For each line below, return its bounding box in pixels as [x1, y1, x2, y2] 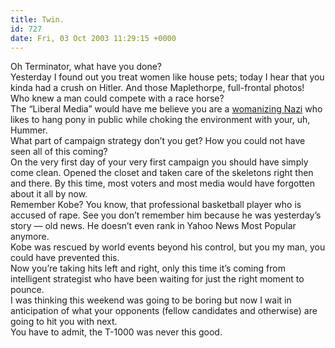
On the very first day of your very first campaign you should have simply [10, 156, 309, 168]
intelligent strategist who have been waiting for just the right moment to [10, 273, 305, 285]
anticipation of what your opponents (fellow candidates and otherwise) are [10, 305, 318, 317]
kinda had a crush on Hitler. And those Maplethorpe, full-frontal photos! [10, 82, 305, 94]
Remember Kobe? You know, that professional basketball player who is [10, 199, 302, 211]
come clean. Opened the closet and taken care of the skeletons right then [10, 167, 314, 179]
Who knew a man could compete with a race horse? [10, 92, 225, 105]
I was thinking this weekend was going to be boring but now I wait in [10, 294, 292, 306]
